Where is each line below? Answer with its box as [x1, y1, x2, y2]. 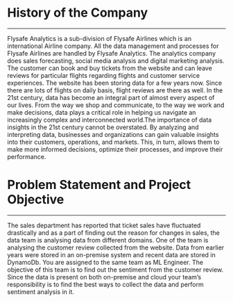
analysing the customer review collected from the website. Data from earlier [7, 243, 225, 252]
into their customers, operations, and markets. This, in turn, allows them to [7, 138, 220, 146]
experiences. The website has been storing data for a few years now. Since [7, 79, 223, 87]
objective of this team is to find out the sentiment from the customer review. [7, 265, 224, 274]
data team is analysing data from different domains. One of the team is [7, 236, 209, 244]
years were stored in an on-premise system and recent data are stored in [7, 250, 216, 259]
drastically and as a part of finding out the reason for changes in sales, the [7, 228, 221, 237]
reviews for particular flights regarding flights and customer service [7, 71, 200, 79]
